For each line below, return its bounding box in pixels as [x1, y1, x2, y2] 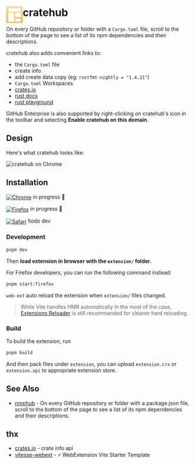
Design [6, 133, 33, 143]
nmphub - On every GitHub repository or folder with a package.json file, [14, 399, 190, 407]
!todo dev [27, 217, 51, 224]
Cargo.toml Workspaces [14, 80, 74, 87]
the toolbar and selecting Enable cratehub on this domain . [6, 116, 149, 123]
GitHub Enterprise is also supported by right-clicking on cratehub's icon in [6, 110, 187, 117]
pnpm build [6, 349, 33, 355]
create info [14, 67, 41, 74]
